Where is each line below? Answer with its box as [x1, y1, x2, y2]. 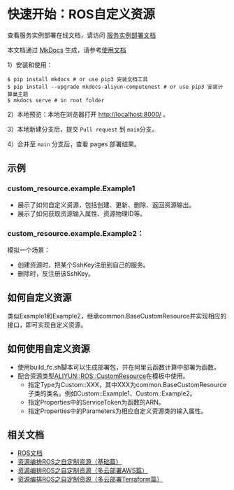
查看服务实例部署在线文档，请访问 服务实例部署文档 [7, 31, 156, 39]
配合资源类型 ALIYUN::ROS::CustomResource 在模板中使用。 [17, 372, 189, 380]
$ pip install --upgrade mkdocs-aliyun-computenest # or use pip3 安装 [7, 83, 218, 90]
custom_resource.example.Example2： [7, 228, 145, 238]
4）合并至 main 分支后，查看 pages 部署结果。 [7, 139, 141, 148]
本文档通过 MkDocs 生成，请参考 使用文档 [7, 45, 127, 54]
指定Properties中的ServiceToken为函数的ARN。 [27, 398, 166, 406]
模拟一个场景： [7, 246, 50, 254]
